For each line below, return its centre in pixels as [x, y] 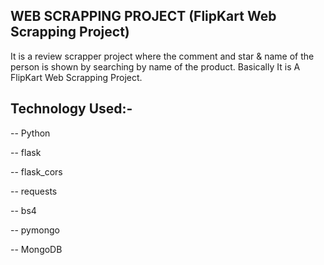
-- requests [34, 191]
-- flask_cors [36, 171]
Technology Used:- [71, 109]
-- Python [30, 133]
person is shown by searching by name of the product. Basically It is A [155, 66]
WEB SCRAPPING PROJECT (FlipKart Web [143, 16]
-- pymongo [35, 230]
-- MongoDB [36, 249]
